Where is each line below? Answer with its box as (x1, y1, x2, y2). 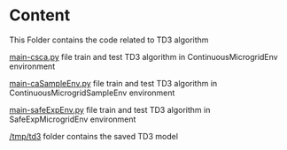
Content (9, 5, 71, 26)
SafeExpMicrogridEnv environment (9, 114, 136, 124)
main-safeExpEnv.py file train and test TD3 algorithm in (9, 104, 211, 115)
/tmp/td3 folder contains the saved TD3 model (9, 131, 179, 141)
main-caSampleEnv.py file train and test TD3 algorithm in (9, 78, 218, 88)
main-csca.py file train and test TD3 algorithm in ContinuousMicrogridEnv (9, 51, 278, 62)
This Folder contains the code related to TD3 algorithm (9, 34, 209, 45)
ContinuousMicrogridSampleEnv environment (9, 87, 175, 98)
